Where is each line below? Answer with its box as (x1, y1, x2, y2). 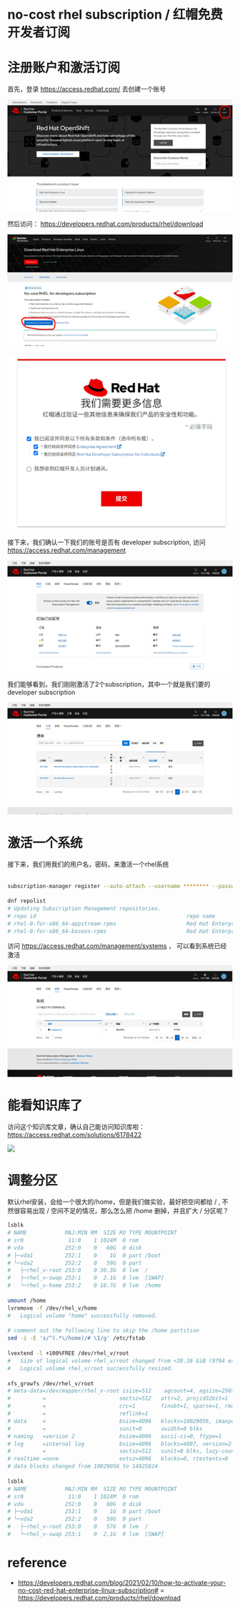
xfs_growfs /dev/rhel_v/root (7, 1380, 94, 1387)
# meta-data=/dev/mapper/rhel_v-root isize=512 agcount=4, (7, 1388, 196, 1395)
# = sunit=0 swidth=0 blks (7, 1425, 203, 1433)
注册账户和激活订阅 (7, 60, 121, 76)
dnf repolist (7, 897, 46, 905)
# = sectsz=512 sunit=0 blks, (7, 1448, 203, 1455)
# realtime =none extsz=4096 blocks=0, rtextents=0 (7, 1455, 229, 1463)
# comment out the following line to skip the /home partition (7, 1327, 200, 1335)
